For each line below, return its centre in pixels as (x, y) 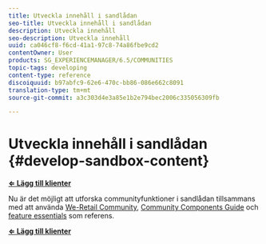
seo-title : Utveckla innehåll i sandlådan (80, 23)
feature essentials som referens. (61, 216)
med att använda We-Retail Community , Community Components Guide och (133, 207)
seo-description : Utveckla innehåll (69, 38)
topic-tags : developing (48, 68)
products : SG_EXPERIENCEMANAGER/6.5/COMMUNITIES (91, 61)
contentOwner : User (41, 53)
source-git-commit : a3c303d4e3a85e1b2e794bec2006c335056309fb (114, 98)
